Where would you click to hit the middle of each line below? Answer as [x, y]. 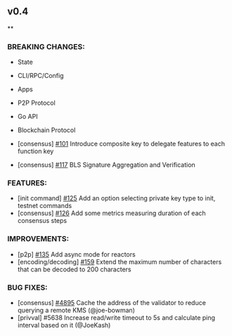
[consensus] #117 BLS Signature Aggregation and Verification [106, 165]
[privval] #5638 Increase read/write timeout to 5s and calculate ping [116, 318]
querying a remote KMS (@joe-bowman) [76, 310]
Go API [27, 117]
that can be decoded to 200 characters [74, 269]
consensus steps [42, 221]
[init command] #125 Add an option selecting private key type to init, [116, 198]
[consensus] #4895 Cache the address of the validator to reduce [111, 303]
